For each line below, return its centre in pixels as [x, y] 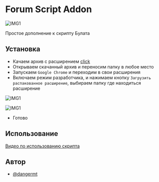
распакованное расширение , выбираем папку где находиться [77, 83]
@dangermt [25, 174]
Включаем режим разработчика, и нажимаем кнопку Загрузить [82, 78]
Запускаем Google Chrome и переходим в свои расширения [76, 72]
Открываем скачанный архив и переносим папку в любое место [83, 66]
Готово [20, 118]
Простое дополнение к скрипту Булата [47, 33]
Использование [32, 134]
